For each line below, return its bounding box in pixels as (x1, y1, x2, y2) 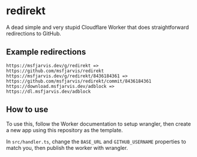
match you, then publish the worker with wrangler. (6, 144, 128, 151)
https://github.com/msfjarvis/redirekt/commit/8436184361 (6, 78, 152, 84)
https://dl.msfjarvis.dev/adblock (6, 89, 91, 94)
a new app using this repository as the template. (6, 126, 123, 133)
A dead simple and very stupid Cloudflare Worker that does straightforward (6, 24, 189, 31)
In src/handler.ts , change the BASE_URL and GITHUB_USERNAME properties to (6, 138, 186, 145)
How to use (6, 104, 48, 115)
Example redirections (6, 47, 87, 57)
